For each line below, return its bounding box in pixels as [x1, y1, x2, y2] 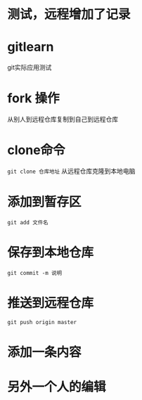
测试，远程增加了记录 [7, 6, 131, 22]
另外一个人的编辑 [7, 379, 107, 395]
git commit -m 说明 [7, 269, 63, 276]
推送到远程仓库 [7, 295, 94, 311]
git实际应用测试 [7, 63, 52, 72]
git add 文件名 [7, 219, 49, 226]
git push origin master [7, 318, 77, 325]
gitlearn [7, 39, 54, 55]
